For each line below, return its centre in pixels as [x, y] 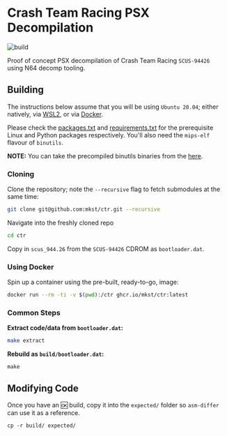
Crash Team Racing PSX [78, 13]
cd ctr [17, 235]
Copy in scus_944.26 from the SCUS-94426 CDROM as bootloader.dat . [106, 248]
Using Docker [31, 266]
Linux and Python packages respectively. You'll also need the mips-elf [109, 135]
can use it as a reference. [44, 412]
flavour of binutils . [36, 142]
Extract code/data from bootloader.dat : [65, 328]
